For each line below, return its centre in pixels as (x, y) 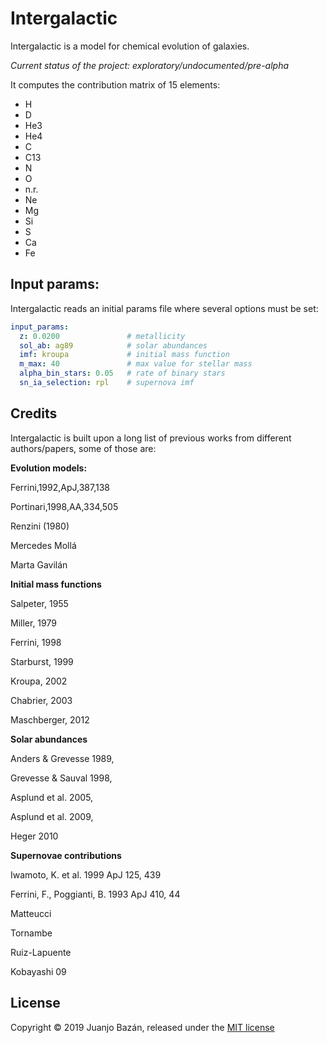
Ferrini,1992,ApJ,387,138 (60, 487)
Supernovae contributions (66, 855)
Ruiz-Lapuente (41, 952)
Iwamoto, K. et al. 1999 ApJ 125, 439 (86, 874)
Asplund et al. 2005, (52, 797)
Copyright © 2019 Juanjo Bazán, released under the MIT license (142, 1027)
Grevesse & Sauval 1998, (61, 778)
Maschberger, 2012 (50, 719)
